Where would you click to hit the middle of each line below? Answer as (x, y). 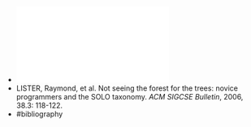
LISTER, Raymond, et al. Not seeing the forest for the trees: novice (127, 88)
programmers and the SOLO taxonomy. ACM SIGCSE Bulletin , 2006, (130, 97)
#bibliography (39, 114)
